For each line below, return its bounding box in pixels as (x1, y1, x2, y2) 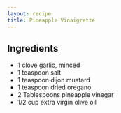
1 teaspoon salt (17, 68, 62, 77)
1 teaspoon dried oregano (17, 83, 92, 91)
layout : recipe (7, 10, 52, 17)
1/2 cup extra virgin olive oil (17, 98, 97, 107)
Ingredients (7, 43, 59, 54)
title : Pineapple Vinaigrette (7, 17, 96, 24)
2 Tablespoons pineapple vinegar (17, 91, 114, 99)
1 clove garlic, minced (17, 61, 80, 70)
